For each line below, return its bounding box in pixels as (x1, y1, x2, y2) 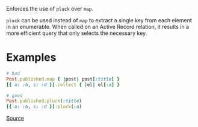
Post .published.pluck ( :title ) (6, 98, 82, 104)
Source (6, 114, 24, 122)
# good (6, 93, 23, 99)
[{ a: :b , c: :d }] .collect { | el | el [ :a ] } (6, 81, 120, 88)
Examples (6, 51, 57, 64)
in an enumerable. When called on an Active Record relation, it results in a (6, 23, 190, 30)
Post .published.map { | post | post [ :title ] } (6, 76, 120, 82)
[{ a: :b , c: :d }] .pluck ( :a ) (6, 104, 82, 110)
